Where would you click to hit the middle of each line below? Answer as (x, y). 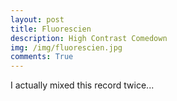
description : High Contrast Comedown (89, 38)
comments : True (42, 57)
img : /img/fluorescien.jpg (66, 47)
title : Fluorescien (51, 29)
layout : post (37, 19)
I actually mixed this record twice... (82, 85)
